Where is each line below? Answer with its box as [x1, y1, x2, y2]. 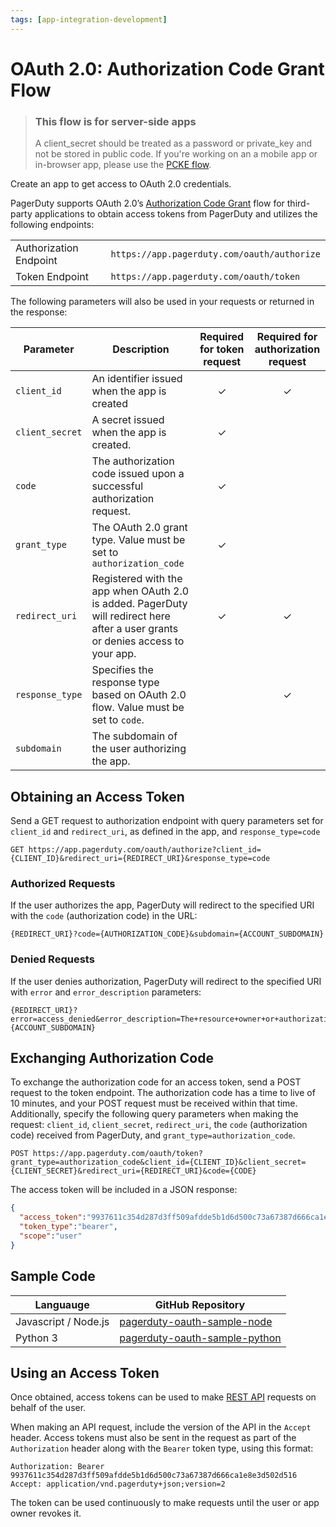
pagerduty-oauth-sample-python [119, 1331, 282, 1345]
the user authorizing [91, 742, 187, 756]
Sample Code [10, 1268, 96, 1285]
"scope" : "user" [19, 1231, 83, 1241]
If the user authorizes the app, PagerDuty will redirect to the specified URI [10, 899, 315, 911]
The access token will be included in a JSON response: [10, 1184, 238, 1196]
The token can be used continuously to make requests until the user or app [10, 1497, 320, 1509]
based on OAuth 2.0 [91, 688, 187, 702]
